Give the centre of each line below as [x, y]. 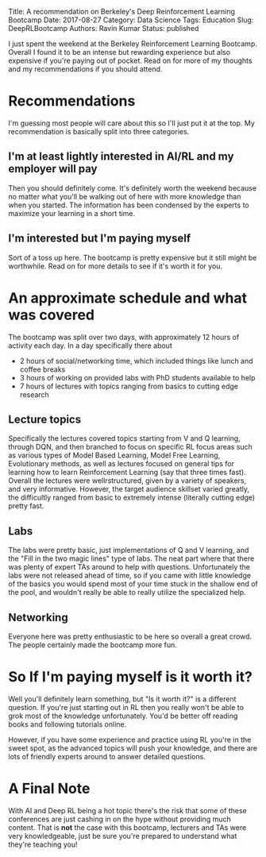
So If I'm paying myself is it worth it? [130, 677]
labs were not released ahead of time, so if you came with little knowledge [130, 576]
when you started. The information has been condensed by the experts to [129, 205]
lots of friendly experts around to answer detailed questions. [107, 756]
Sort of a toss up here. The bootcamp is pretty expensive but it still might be [133, 257]
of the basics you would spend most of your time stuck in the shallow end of [133, 584]
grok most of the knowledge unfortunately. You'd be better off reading [123, 716]
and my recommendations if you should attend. [85, 69]
